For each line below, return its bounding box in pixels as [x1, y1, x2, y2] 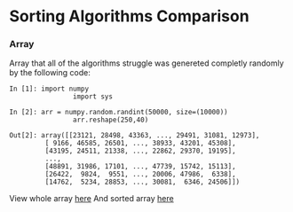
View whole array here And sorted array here [9, 193, 175, 204]
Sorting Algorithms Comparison [9, 6, 250, 27]
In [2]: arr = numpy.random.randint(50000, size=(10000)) [9, 108, 228, 117]
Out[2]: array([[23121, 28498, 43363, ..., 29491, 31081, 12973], [9, 131, 260, 140]
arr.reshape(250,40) [72, 115, 149, 125]
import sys [72, 92, 114, 101]
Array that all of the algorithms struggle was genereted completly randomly [9, 58, 284, 68]
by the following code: [9, 67, 91, 78]
